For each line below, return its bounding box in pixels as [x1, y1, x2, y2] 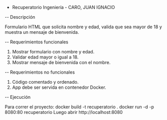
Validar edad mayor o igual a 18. [12, 54, 79, 60]
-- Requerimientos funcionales [5, 39, 69, 45]
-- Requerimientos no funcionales [5, 69, 75, 75]
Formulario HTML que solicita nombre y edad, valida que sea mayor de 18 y [5, 24, 162, 30]
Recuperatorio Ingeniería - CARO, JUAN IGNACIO [12, 5, 115, 10]
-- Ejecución [5, 94, 31, 100]
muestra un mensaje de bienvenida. [5, 29, 79, 35]
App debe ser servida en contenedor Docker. [12, 84, 107, 90]
